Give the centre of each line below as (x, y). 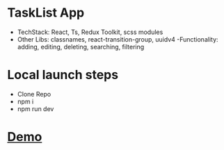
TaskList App (46, 13)
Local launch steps (63, 75)
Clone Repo (34, 94)
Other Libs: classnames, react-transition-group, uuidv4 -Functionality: (118, 39)
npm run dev (35, 108)
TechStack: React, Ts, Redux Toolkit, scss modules (90, 32)
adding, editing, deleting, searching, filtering (81, 47)
